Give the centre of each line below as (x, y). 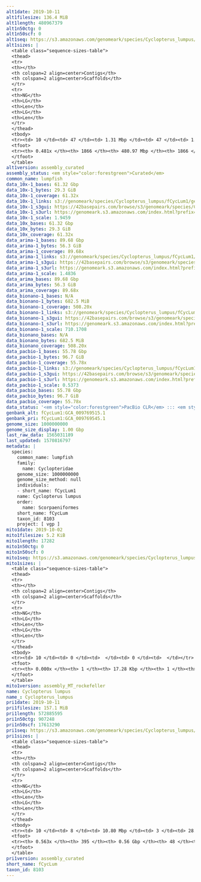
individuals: (33, 485)
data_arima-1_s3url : (32, 268)
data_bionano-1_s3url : (34, 324)
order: (25, 502)
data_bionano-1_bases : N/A (40, 296)
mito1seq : (19, 558)
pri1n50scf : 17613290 (33, 725)
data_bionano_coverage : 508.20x (46, 346)
